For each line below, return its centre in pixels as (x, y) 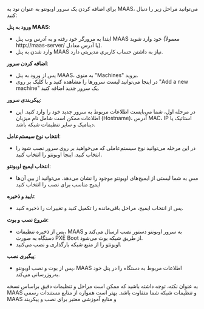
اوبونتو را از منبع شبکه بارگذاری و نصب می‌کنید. (69, 244)
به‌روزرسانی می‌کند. (38, 274)
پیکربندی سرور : (24, 100)
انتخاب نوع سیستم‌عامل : (34, 136)
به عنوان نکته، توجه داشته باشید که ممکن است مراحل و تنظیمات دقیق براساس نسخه (103, 286)
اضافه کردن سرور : (28, 63)
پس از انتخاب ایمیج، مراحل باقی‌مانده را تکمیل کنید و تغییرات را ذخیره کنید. (100, 208)
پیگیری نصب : (21, 256)
